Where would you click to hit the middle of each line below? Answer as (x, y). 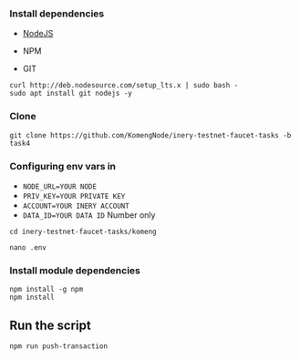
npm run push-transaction (58, 346)
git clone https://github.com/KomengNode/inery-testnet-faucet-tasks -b (150, 135)
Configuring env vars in (63, 166)
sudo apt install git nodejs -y (71, 94)
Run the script (50, 325)
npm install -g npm (47, 290)
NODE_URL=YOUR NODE (60, 186)
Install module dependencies (75, 270)
